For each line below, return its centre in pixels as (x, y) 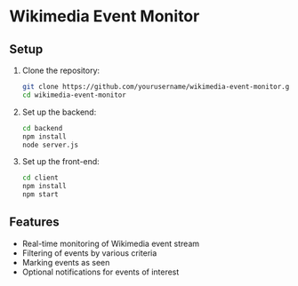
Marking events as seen (66, 262)
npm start (40, 195)
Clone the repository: (61, 70)
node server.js (50, 145)
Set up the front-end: (60, 162)
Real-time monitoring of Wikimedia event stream (111, 243)
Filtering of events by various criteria (89, 253)
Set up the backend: (59, 112)
